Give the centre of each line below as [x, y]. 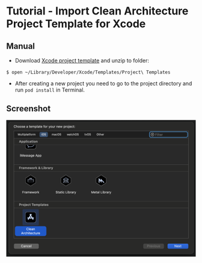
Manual [20, 46]
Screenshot [29, 109]
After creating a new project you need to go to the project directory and [103, 83]
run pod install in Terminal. [50, 90]
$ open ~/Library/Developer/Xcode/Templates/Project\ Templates [88, 72]
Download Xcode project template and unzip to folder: [82, 60]
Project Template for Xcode [76, 24]
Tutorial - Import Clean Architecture [97, 11]
